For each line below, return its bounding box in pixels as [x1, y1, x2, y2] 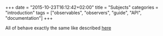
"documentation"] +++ [5, 15, 53, 21]
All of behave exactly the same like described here [5, 25, 112, 31]
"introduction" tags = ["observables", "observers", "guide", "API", [5, 10, 142, 16]
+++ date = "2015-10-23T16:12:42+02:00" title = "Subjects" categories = [5, 5, 159, 10]
